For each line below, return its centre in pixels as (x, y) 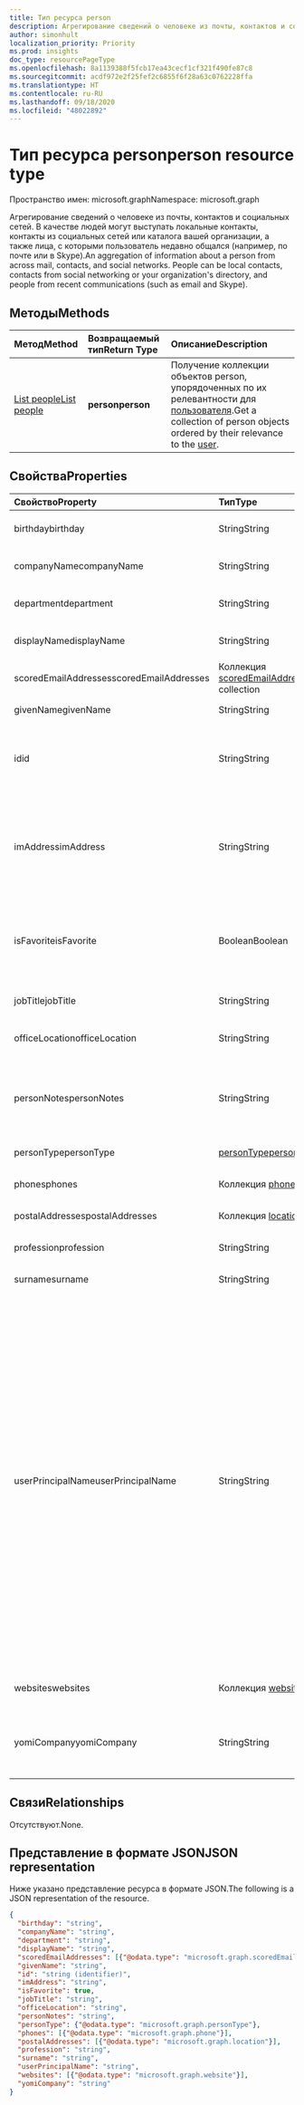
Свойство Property (56, 502)
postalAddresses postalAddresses (85, 1216)
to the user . (195, 444)
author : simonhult (44, 34)
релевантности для (213, 399)
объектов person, (209, 376)
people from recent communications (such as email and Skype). (129, 284)
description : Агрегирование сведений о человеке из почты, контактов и (147, 26)
